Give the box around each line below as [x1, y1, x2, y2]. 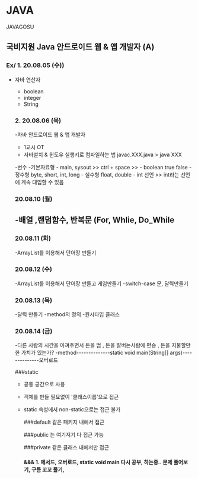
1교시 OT [23, 143, 44, 150]
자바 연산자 [14, 75, 41, 83]
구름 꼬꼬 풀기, [31, 466, 65, 473]
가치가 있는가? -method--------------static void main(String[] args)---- [21, 349, 193, 357]
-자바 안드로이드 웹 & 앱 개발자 [14, 131, 86, 138]
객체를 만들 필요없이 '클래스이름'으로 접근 [23, 393, 119, 401]
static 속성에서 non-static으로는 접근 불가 [23, 406, 121, 413]
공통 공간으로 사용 [23, 381, 65, 388]
